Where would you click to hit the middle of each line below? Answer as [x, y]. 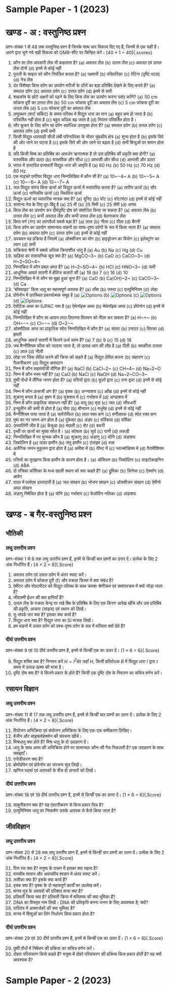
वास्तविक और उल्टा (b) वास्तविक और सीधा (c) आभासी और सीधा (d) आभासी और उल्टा [84, 160]
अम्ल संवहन [22, 488]
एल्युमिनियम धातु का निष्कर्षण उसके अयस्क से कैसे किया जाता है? [64, 810]
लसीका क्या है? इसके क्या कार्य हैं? [40, 880]
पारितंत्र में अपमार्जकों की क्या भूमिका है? [44, 908]
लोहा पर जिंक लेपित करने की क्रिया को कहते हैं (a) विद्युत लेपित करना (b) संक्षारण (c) [82, 357]
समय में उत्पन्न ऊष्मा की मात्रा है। [39, 667]
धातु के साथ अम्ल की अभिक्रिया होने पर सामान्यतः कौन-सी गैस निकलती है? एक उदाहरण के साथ [88, 747]
